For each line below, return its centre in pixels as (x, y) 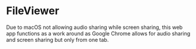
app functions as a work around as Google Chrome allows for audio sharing (98, 33)
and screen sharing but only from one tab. (57, 40)
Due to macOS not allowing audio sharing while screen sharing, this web (94, 27)
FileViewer (33, 11)
